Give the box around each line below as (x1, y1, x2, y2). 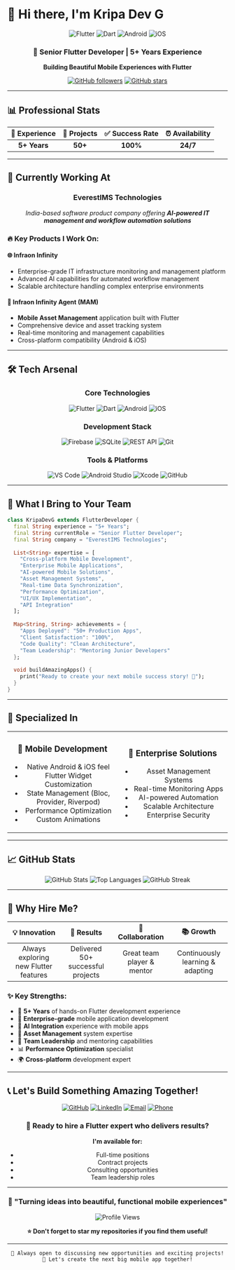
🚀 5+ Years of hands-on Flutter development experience (17, 1007, 180, 1015)
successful (68, 961, 105, 971)
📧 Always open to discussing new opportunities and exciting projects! (10, 1250, 225, 1257)
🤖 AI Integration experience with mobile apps (17, 1022, 149, 1030)
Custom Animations (36, 814, 101, 824)
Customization (44, 779, 92, 789)
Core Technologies (85, 389, 150, 398)
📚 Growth (181, 926, 217, 936)
